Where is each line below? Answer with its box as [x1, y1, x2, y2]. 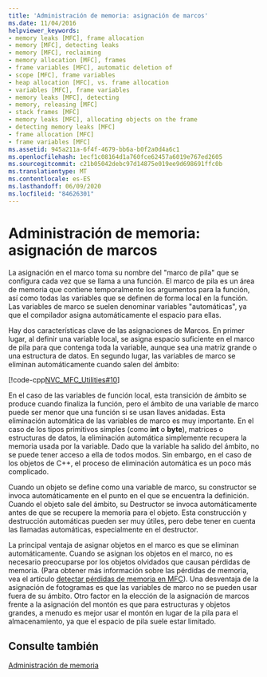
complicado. [8, 466, 49, 476]
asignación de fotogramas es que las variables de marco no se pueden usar [8, 582, 257, 592]
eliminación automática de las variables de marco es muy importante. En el [8, 416, 254, 426]
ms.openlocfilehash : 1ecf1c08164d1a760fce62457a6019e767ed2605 [8, 152, 223, 160]
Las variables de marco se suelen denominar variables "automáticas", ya [8, 301, 247, 311]
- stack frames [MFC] [8, 109, 80, 117]
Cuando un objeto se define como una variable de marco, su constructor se [8, 482, 257, 492]
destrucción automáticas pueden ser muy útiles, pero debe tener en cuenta [8, 516, 257, 525]
